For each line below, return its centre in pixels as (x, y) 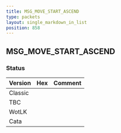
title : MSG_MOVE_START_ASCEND (43, 11)
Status (15, 68)
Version (20, 83)
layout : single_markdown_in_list (47, 22)
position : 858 (23, 28)
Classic (19, 93)
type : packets (23, 17)
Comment (67, 83)
